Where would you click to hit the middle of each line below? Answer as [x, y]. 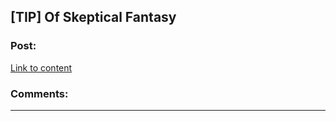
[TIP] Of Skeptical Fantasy [93, 17]
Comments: [39, 93]
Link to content [41, 67]
